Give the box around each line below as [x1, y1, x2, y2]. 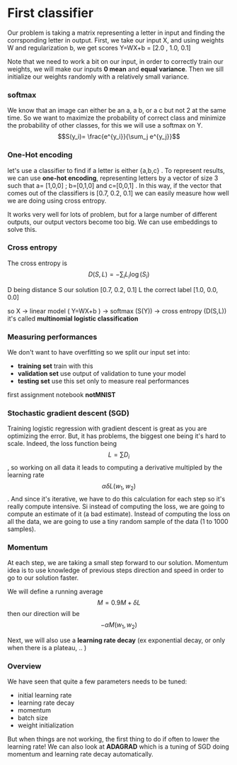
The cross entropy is [7, 259, 67, 267]
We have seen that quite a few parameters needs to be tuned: [7, 677, 187, 686]
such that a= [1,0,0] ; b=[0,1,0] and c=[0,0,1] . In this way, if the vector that [7, 181, 221, 189]
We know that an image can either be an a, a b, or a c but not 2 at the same [7, 106, 226, 115]
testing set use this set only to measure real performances [17, 376, 190, 385]
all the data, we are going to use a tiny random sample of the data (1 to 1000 [7, 517, 229, 525]
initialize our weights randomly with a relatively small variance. [7, 72, 190, 81]
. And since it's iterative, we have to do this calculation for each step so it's [7, 494, 226, 503]
